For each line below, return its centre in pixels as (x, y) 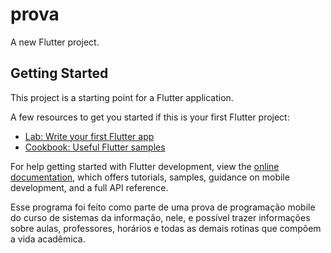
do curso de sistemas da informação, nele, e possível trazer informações (160, 217)
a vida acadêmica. (48, 239)
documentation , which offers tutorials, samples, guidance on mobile (150, 177)
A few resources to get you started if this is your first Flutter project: (150, 117)
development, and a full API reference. (89, 187)
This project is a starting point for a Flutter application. (122, 97)
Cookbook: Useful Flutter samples (95, 147)
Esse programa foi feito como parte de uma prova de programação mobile (163, 207)
